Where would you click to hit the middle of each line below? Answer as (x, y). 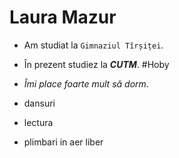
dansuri (39, 103)
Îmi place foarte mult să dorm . (86, 83)
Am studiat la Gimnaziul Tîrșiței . (93, 45)
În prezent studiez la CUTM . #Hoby (96, 64)
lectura (38, 122)
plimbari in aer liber (63, 142)
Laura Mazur (63, 17)
